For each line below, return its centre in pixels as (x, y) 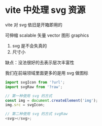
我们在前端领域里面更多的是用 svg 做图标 (47, 73)
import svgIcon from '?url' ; (35, 82)
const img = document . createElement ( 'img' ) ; (51, 100)
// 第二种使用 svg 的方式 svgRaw (36, 114)
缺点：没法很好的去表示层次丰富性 (40, 62)
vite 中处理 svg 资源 (45, 10)
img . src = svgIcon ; (25, 105)
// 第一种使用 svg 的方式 (29, 96)
